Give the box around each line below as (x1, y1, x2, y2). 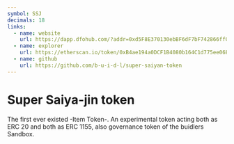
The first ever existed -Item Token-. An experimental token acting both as (7, 115, 218, 123)
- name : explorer (13, 42, 64, 49)
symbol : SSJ (7, 10, 42, 17)
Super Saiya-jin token (7, 92, 135, 108)
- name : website (13, 29, 61, 37)
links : (7, 23, 26, 30)
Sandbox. (7, 129, 35, 138)
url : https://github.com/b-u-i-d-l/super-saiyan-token (19, 62, 182, 69)
